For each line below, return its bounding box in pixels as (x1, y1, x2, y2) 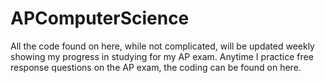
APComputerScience (10, 7, 190, 30)
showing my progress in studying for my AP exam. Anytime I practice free (10, 50, 314, 62)
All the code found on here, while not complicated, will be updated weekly (10, 40, 315, 52)
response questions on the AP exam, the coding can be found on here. (10, 61, 302, 73)
